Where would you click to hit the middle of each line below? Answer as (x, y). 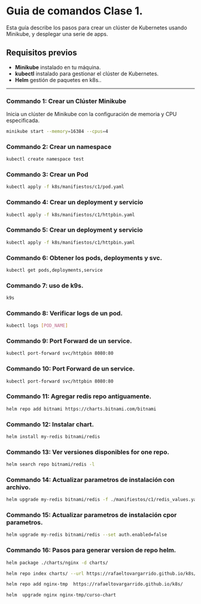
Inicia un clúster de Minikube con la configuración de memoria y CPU (92, 114)
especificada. (23, 120)
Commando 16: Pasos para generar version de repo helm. (91, 550)
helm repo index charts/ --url (45, 573)
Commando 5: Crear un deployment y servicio (74, 230)
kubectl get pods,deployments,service (54, 270)
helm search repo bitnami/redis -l (51, 465)
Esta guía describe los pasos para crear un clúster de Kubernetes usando (97, 28)
